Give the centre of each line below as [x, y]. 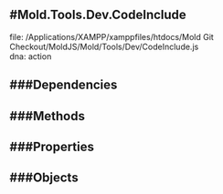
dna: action [31, 56]
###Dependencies [64, 85]
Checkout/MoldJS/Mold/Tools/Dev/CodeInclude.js [104, 46]
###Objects [44, 178]
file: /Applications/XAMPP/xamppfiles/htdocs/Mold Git [112, 36]
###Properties [52, 146]
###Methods [47, 116]
